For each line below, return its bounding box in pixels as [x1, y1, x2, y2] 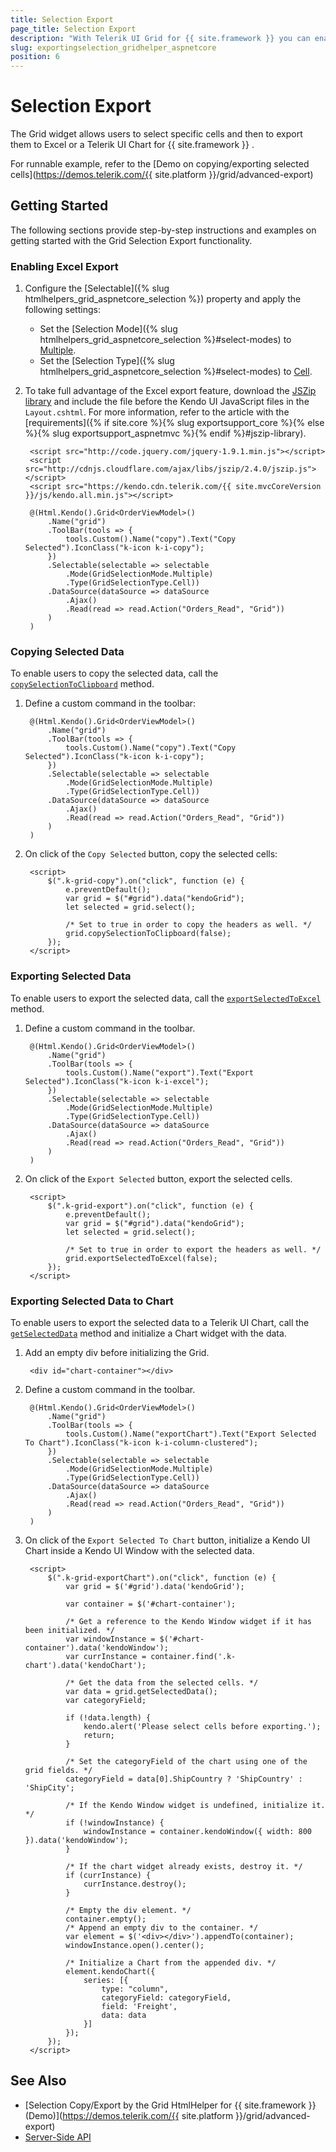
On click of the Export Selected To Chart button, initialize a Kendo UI [24, 1534, 311, 1546]
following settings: [24, 304, 101, 316]
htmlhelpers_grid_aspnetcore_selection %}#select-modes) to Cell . [39, 366, 313, 378]
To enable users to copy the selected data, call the [10, 667, 219, 680]
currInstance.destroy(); [83, 1879, 187, 1890]
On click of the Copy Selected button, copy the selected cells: [24, 848, 278, 860]
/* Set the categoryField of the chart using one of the [65, 1757, 308, 1767]
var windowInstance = [65, 1634, 156, 1645]
